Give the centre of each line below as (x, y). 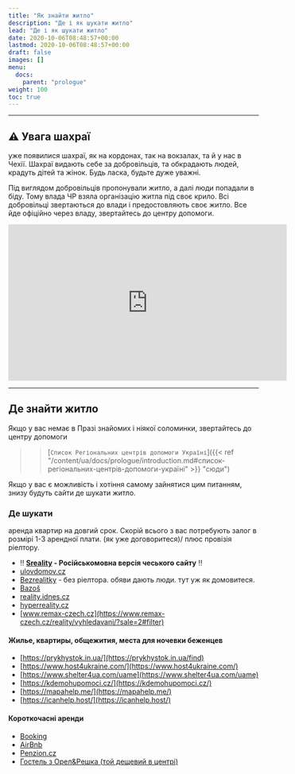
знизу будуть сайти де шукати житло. (72, 493)
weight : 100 (28, 89)
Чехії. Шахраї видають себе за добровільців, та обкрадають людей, (124, 164)
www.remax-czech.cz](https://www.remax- (94, 613)
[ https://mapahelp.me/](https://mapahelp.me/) (96, 691)
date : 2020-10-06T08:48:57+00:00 (64, 38)
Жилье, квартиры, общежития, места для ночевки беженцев (116, 640)
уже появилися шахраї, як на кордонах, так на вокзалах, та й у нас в (125, 156)
